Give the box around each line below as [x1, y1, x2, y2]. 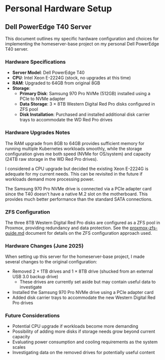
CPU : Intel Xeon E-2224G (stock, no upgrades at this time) [12, 75, 132, 81]
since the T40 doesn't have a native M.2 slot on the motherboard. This [5, 191, 148, 197]
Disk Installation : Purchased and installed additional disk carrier [19, 111, 150, 117]
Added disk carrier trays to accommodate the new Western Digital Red [12, 294, 156, 301]
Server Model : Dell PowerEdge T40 [12, 70, 85, 75]
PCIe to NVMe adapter [19, 96, 66, 102]
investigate [19, 284, 42, 290]
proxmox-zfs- [130, 225, 158, 231]
